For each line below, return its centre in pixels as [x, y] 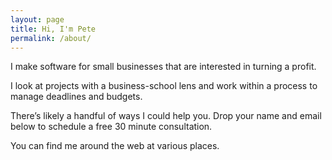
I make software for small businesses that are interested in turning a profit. [163, 67]
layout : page [37, 19]
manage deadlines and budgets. [76, 97]
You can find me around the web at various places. [115, 146]
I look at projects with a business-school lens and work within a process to [164, 86]
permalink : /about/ [51, 38]
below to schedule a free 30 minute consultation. [111, 127]
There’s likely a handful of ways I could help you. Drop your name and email [166, 116]
